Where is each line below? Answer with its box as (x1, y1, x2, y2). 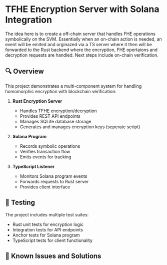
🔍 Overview (5, 67, 44, 76)
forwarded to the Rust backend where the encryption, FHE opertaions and (5, 47, 158, 53)
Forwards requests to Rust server (19, 178, 89, 184)
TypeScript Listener (12, 163, 55, 169)
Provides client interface (19, 184, 70, 190)
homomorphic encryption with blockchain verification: (5, 88, 116, 94)
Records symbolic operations (19, 143, 80, 149)
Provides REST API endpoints (19, 113, 81, 119)
